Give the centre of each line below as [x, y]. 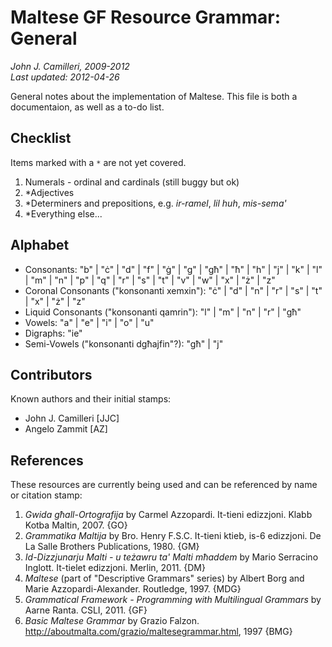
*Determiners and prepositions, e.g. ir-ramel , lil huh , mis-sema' [155, 203]
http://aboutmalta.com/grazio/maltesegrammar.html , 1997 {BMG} [158, 632]
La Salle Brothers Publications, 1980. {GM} [112, 547]
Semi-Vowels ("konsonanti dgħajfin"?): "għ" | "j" [124, 343]
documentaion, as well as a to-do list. [87, 107]
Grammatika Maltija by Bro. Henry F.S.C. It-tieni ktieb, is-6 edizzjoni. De [173, 536]
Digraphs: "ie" [53, 333]
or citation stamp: [46, 495]
